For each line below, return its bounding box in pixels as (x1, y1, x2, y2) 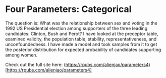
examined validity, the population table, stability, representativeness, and (5, 36, 157, 42)
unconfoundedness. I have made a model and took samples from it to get (5, 41, 157, 47)
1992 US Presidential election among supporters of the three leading (5, 25, 148, 31)
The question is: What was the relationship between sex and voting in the (5, 20, 157, 26)
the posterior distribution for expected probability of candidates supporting (5, 46, 161, 52)
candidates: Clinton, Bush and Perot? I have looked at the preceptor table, (5, 30, 158, 36)
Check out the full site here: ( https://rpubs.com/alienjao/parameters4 (5, 61, 149, 67)
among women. (5, 51, 38, 58)
